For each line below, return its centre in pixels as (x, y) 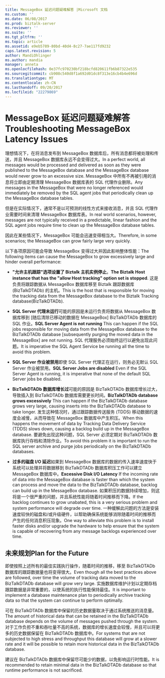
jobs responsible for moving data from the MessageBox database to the (85, 329)
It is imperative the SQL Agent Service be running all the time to (85, 346)
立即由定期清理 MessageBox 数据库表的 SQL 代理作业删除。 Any (78, 182)
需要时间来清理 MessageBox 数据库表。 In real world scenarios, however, (83, 215)
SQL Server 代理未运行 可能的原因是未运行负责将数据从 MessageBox (81, 311)
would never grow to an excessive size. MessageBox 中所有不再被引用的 (79, 176)
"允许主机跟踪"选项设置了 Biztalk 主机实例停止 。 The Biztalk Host (79, 272)
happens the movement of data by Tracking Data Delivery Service (79, 424)
